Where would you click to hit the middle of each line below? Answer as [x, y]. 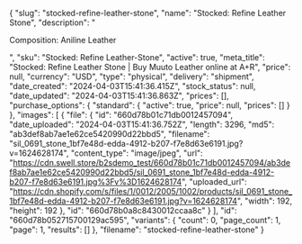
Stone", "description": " [53, 23]
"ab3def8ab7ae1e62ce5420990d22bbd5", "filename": [110, 134]
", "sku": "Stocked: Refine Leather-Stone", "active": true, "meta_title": [137, 57]
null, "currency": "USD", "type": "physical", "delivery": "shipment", [132, 77]
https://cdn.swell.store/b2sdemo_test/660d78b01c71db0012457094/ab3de [152, 163]
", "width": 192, [265, 201]
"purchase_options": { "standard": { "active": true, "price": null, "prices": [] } [150, 105]
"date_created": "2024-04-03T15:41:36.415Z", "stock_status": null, [133, 86]
